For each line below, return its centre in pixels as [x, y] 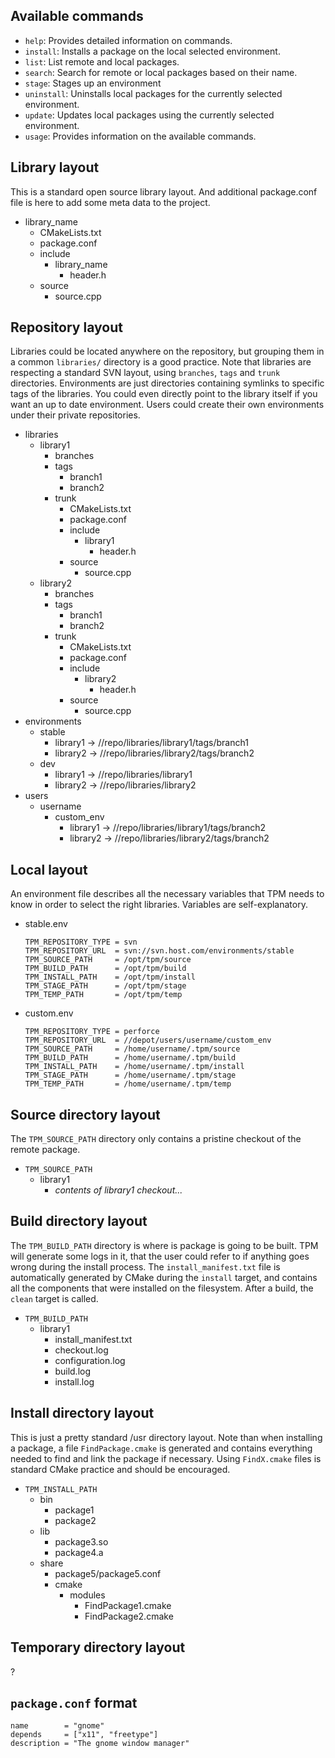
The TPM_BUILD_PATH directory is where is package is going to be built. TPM [164, 1245]
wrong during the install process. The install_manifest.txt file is [145, 1266]
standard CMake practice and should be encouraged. [120, 1469]
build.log [72, 1371]
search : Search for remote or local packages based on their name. [161, 72]
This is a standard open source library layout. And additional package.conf [164, 191]
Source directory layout [85, 1114]
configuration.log [90, 1360]
